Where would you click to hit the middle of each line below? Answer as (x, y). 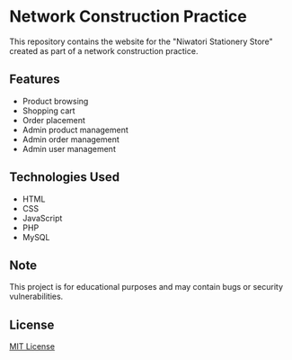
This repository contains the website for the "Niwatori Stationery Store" (142, 41)
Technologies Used (64, 177)
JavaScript (42, 218)
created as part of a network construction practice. (104, 50)
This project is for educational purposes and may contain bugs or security (146, 287)
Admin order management (71, 139)
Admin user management (69, 148)
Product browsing (55, 101)
